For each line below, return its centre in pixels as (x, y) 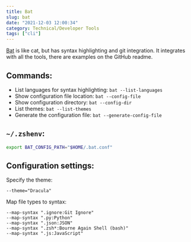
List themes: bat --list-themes (53, 109)
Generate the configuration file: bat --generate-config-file (88, 115)
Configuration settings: (50, 166)
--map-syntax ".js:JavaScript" (45, 234)
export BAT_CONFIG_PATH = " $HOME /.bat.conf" (59, 147)
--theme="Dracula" (29, 191)
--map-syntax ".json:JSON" (39, 223)
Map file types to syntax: (36, 202)
